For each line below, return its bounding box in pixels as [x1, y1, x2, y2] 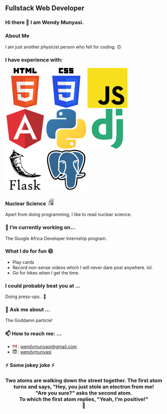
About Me [5, 32, 30, 39]
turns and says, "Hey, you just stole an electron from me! [13, 383, 155, 390]
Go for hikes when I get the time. [12, 269, 80, 275]
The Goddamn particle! [5, 317, 53, 323]
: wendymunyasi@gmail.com [17, 343, 77, 349]
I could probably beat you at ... [5, 282, 81, 289]
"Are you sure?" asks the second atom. [35, 389, 133, 396]
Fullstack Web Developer [5, 4, 85, 12]
